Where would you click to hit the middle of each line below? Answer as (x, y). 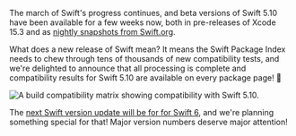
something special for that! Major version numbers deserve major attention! (149, 122)
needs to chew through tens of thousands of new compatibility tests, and (144, 59)
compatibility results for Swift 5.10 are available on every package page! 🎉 (146, 78)
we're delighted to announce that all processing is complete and (128, 68)
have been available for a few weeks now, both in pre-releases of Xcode (143, 22)
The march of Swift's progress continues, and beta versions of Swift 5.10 (144, 13)
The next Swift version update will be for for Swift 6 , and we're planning (142, 112)
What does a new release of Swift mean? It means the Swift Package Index (148, 49)
